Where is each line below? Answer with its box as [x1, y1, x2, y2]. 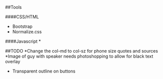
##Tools [5, 4, 22, 10]
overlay [5, 59, 21, 64]
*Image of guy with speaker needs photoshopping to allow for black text [5, 53, 154, 59]
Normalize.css [12, 29, 42, 34]
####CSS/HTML [5, 14, 39, 19]
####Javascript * [5, 38, 41, 44]
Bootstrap [12, 23, 33, 29]
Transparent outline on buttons [12, 68, 76, 74]
